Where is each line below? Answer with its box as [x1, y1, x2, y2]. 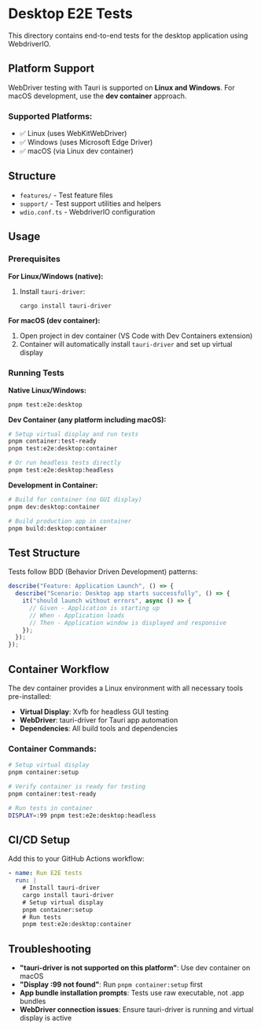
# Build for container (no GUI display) [8, 495, 143, 503]
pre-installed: [8, 691, 52, 701]
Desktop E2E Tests [8, 5, 134, 23]
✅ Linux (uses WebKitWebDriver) [19, 129, 127, 138]
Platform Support [8, 62, 94, 75]
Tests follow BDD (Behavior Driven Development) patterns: [8, 567, 198, 576]
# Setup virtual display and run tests [8, 430, 139, 438]
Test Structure [8, 546, 81, 559]
